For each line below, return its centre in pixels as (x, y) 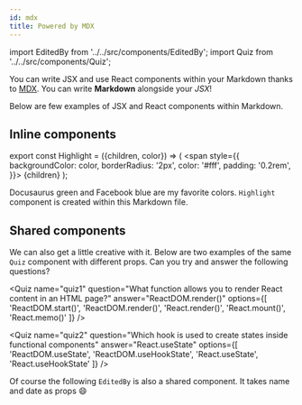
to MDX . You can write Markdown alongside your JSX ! (111, 88)
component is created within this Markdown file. (99, 202)
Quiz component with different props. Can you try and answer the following (149, 262)
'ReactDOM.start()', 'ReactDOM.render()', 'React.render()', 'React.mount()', (147, 308)
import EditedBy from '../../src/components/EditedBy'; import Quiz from (141, 51)
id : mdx (24, 18)
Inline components (63, 134)
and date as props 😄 (48, 391)
